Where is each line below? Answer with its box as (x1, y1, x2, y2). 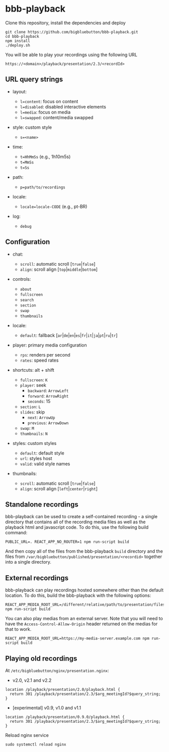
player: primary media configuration (12, 342, 87, 348)
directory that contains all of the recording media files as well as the (5, 519, 146, 525)
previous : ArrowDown (27, 420, 69, 426)
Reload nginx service (5, 732, 49, 738)
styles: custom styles (12, 440, 57, 446)
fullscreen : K (20, 377, 48, 383)
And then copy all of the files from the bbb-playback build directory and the (5, 548, 163, 555)
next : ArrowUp (27, 414, 55, 420)
